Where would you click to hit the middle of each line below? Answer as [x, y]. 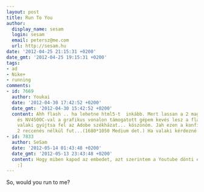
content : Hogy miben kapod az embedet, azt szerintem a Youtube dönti [103, 159]
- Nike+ [16, 74]
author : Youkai [31, 97]
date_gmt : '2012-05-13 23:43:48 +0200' [62, 154]
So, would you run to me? [38, 182]
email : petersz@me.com [40, 40]
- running [19, 80]
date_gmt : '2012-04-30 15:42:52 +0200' [62, 108]
